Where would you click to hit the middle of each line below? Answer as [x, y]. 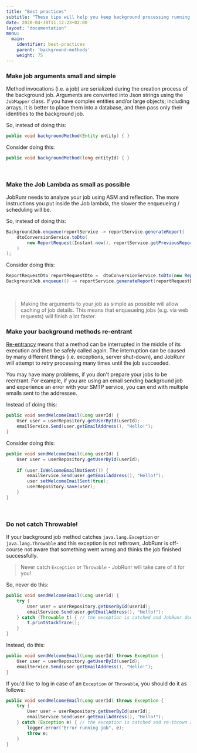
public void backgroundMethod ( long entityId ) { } [68, 158]
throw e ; [38, 733]
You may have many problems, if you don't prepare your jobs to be [86, 375]
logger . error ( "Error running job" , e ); [76, 728]
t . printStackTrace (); [54, 623]
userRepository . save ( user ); [61, 487]
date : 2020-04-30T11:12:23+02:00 [47, 22]
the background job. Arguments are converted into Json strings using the [95, 95]
